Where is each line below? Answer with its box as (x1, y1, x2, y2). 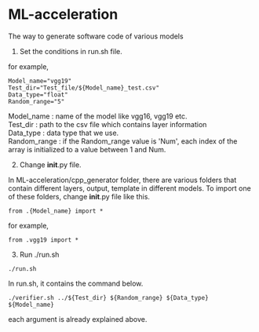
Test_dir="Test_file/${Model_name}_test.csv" (8, 84, 159, 92)
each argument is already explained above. (8, 314, 148, 323)
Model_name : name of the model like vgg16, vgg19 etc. (8, 111, 188, 121)
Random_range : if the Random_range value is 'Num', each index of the (8, 136, 238, 146)
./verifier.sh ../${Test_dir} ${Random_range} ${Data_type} (8, 294, 210, 301)
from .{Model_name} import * (8, 206, 104, 215)
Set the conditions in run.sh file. (19, 46, 123, 56)
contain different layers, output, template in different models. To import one (8, 183, 251, 193)
